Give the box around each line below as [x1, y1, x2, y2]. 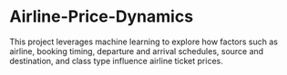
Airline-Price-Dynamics [9, 6, 194, 27]
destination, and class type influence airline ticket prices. [9, 55, 223, 66]
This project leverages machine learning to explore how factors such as [9, 36, 278, 47]
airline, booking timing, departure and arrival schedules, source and [9, 45, 264, 56]
